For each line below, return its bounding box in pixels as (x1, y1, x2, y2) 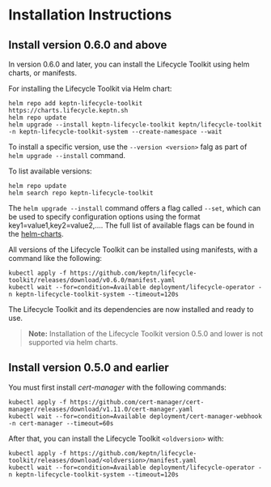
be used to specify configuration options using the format (8, 212, 201, 221)
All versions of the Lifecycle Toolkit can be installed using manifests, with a (8, 245, 258, 254)
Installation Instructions (8, 6, 172, 24)
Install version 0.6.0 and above (8, 38, 167, 52)
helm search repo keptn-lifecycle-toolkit (8, 189, 154, 197)
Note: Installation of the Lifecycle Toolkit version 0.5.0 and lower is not (28, 329, 264, 338)
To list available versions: (8, 166, 92, 176)
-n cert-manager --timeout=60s (8, 419, 114, 427)
